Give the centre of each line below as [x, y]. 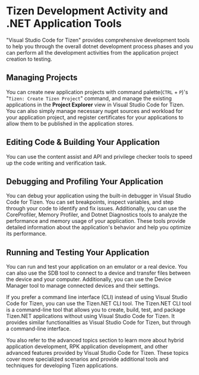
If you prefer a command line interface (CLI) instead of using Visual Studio [97, 297]
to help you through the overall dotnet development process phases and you [100, 46]
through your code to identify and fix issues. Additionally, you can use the [96, 209]
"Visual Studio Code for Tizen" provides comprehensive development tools [98, 40]
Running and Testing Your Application [78, 252]
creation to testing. [29, 59]
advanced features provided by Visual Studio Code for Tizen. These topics [97, 353]
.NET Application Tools [64, 23]
